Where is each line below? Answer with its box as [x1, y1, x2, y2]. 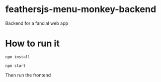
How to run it [5, 38, 60, 49]
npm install [5, 54, 30, 59]
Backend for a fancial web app [5, 20, 69, 26]
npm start [5, 63, 26, 68]
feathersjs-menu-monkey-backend [5, 4, 156, 15]
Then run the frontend [5, 72, 51, 78]
